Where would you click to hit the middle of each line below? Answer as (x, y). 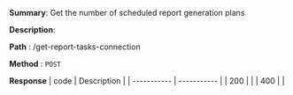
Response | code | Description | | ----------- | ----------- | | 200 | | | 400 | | (147, 81)
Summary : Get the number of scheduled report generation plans (127, 13)
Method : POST (35, 64)
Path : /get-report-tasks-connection (75, 47)
